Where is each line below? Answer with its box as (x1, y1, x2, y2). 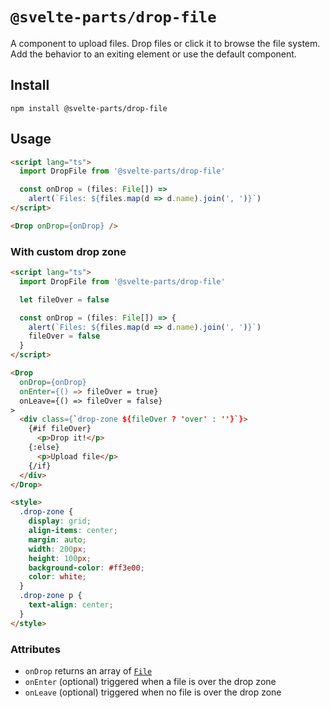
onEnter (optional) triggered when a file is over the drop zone (24, 676, 277, 688)
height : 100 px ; (28, 553, 92, 563)
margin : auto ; (28, 534, 87, 545)
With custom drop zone (10, 244, 127, 258)
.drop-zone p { (19, 591, 83, 601)
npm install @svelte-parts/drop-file (10, 103, 168, 113)
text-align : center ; (28, 600, 114, 610)
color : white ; (28, 572, 87, 582)
